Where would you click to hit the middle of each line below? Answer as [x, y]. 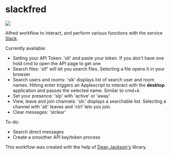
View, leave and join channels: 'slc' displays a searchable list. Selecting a [89, 101]
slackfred [26, 9]
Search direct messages [38, 132]
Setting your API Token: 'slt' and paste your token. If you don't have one [88, 58]
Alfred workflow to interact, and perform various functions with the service [84, 33]
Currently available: [26, 48]
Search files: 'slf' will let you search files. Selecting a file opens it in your [89, 69]
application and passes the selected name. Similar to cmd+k [76, 90]
